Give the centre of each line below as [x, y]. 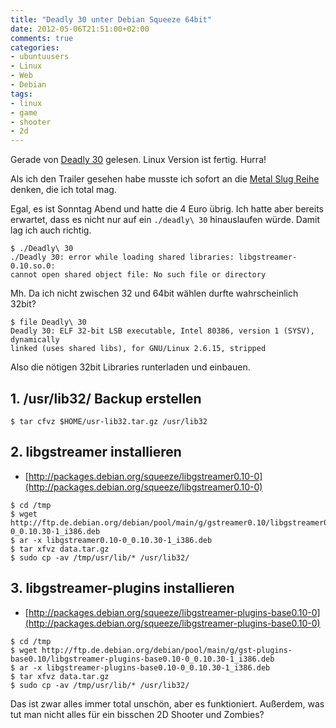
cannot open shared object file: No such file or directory [138, 275]
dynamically [35, 340]
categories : [35, 47]
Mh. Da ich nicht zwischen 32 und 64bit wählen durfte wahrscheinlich [154, 293]
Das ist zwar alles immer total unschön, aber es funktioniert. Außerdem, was [167, 703]
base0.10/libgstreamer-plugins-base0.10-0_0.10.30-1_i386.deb [142, 659]
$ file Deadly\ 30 [48, 322]
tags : [21, 94]
